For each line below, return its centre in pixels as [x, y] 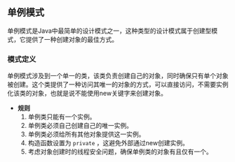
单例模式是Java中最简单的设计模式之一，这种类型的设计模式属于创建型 [109, 31]
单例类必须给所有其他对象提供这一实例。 [86, 134]
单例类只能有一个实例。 [62, 117]
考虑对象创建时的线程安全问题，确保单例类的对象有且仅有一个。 [120, 152]
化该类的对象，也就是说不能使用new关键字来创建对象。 [87, 94]
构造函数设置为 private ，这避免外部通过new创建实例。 [108, 143]
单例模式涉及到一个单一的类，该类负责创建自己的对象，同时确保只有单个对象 [118, 76]
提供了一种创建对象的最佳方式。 [72, 39]
